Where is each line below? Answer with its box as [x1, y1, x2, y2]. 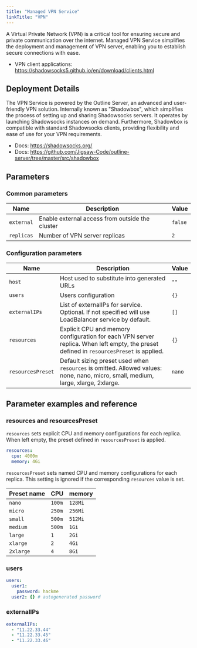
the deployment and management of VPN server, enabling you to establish [6, 42, 186, 50]
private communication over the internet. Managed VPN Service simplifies [6, 37, 185, 44]
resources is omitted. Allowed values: [59, 364, 162, 372]
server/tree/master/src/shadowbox [14, 154, 99, 162]
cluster [39, 222, 58, 230]
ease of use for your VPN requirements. [6, 131, 103, 138]
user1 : [11, 583, 28, 589]
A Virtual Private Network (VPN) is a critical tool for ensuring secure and [6, 30, 181, 37]
